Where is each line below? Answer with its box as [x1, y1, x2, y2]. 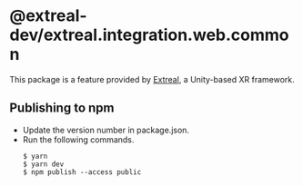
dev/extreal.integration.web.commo [9, 24, 289, 45]
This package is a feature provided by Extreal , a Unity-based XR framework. [9, 73, 296, 84]
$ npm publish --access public [22, 167, 142, 177]
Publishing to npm [9, 101, 115, 116]
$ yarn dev [22, 160, 65, 169]
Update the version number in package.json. [22, 124, 189, 135]
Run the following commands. [22, 133, 135, 145]
